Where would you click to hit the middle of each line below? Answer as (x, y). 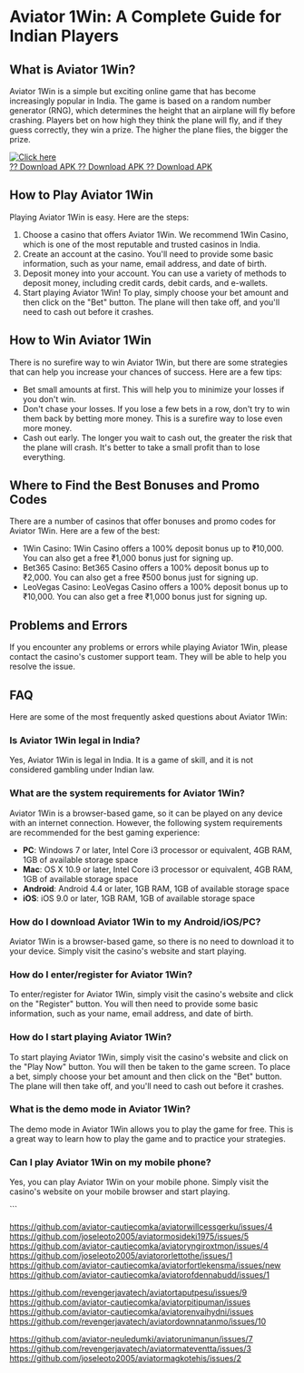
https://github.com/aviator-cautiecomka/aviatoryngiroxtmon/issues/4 (139, 1246)
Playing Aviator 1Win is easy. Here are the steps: (99, 217)
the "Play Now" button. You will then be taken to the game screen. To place (150, 1066)
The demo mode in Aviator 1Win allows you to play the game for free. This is (152, 1129)
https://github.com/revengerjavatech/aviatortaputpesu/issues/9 (128, 1293)
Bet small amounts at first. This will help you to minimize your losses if (153, 389)
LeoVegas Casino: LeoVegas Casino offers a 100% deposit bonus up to (155, 587)
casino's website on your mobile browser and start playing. (120, 1192)
